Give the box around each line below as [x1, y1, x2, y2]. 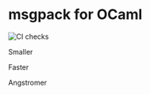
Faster [8, 62, 29, 72]
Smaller [8, 47, 33, 56]
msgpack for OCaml [8, 6, 143, 24]
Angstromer [8, 78, 48, 87]
